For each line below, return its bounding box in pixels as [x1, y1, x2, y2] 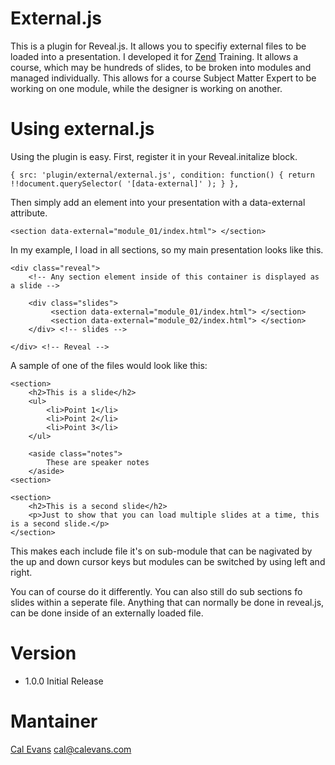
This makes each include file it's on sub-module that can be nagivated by [10, 545, 313, 557]
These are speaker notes [46, 457, 150, 467]
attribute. [10, 207, 48, 219]
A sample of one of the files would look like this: [10, 359, 208, 371]
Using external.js [10, 118, 155, 141]
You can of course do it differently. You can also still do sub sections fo [10, 585, 303, 597]
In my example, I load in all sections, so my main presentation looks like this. [10, 243, 324, 256]
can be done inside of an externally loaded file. [10, 607, 204, 619]
